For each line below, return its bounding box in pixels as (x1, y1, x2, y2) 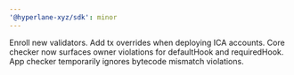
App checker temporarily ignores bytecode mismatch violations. (9, 56, 244, 66)
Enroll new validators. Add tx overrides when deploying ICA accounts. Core (9, 37, 285, 48)
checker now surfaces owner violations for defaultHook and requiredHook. (9, 46, 284, 57)
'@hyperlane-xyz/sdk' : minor (9, 12, 118, 22)
